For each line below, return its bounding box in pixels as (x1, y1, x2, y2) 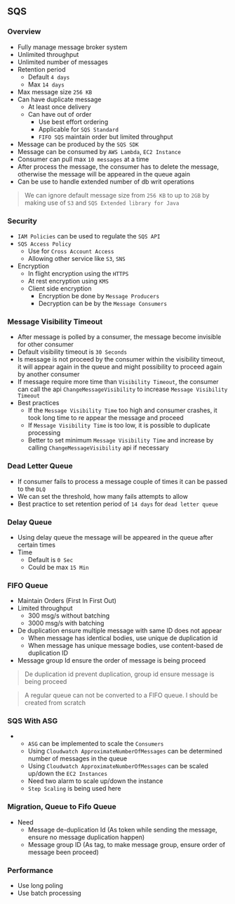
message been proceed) (27, 848, 100, 856)
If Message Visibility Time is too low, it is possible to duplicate (27, 421, 210, 430)
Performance (7, 865, 54, 875)
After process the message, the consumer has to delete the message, (17, 162, 220, 171)
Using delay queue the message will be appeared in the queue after (17, 533, 213, 541)
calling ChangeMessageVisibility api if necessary (27, 443, 170, 452)
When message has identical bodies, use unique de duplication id (27, 634, 218, 642)
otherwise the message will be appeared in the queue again (17, 170, 191, 178)
